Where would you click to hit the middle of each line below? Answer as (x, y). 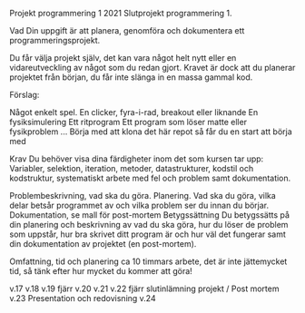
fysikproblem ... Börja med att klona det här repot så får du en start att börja (151, 132)
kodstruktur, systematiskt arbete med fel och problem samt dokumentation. (150, 178)
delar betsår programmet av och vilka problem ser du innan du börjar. (139, 205)
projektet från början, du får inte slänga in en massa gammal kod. (131, 77)
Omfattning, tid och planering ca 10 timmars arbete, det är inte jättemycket (148, 261)
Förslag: (25, 95)
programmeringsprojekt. (55, 40)
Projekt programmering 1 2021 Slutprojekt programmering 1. (121, 13)
